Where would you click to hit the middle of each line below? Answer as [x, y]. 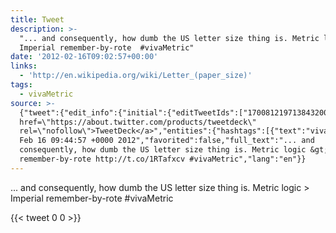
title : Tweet [37, 19]
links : [24, 66]
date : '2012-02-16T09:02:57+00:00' [84, 57]
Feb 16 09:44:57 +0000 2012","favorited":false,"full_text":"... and [167, 141]
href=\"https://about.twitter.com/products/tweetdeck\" [138, 122]
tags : [21, 85]
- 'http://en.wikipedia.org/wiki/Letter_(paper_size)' [136, 76]
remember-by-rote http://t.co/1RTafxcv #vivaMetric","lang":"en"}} [163, 159]
